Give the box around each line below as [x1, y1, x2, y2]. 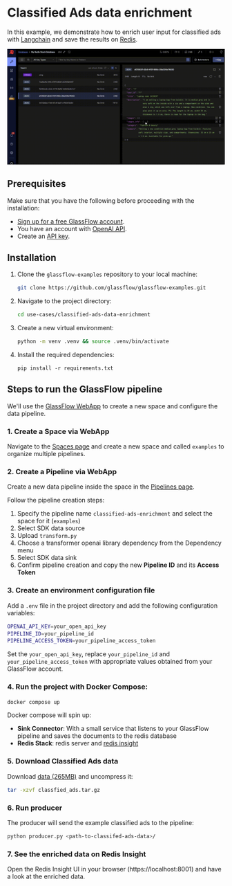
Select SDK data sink [17, 554, 77, 562]
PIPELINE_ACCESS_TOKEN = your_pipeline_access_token [7, 638, 156, 644]
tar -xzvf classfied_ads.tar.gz [7, 786, 100, 793]
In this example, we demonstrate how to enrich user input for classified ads [7, 28, 221, 36]
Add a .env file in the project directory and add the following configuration [7, 601, 218, 610]
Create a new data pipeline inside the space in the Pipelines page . [7, 482, 195, 491]
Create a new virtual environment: [17, 324, 114, 332]
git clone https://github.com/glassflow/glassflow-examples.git [17, 284, 206, 291]
